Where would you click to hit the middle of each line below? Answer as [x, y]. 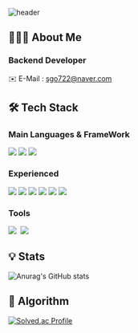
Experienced [34, 174]
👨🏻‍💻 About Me [45, 37]
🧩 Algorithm [39, 301]
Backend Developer [47, 60]
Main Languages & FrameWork [69, 134]
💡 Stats [27, 257]
